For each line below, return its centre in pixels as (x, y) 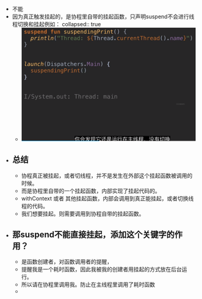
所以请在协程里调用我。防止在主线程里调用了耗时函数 (88, 284)
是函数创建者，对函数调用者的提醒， (67, 262)
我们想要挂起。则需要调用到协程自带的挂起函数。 (83, 213)
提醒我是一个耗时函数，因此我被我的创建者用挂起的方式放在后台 (101, 269)
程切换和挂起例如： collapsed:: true (56, 24)
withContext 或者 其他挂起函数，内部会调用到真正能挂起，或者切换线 (107, 198)
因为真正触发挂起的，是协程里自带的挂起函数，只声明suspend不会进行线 (103, 16)
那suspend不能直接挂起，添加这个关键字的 (93, 234)
